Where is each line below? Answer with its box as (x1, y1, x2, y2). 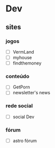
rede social (5, 102, 33, 109)
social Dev (12, 114, 35, 120)
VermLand (12, 49, 34, 55)
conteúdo (5, 73, 29, 79)
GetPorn (12, 84, 30, 90)
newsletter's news (12, 90, 51, 96)
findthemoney (12, 60, 42, 66)
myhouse (12, 54, 32, 60)
